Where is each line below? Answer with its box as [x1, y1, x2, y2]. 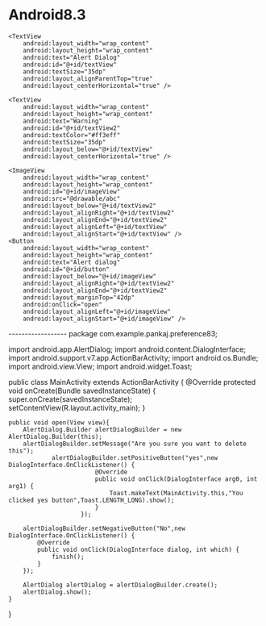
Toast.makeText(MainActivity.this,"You [109, 489, 243, 497]
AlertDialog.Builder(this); [8, 432, 103, 440]
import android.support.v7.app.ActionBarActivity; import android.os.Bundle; [8, 353, 259, 362]
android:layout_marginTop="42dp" [23, 293, 135, 302]
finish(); [51, 553, 85, 561]
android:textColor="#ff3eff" [23, 131, 121, 139]
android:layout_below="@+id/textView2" [23, 202, 157, 210]
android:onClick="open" [23, 300, 103, 308]
